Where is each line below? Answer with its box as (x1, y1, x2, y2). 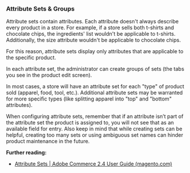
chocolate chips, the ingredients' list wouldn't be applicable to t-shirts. (6, 30, 176, 37)
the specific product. (6, 54, 57, 61)
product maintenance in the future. (6, 138, 90, 145)
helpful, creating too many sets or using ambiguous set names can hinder (6, 132, 184, 139)
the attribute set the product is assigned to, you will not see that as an (6, 119, 174, 126)
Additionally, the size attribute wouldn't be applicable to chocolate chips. (6, 37, 181, 44)
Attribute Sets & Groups (6, 5, 75, 13)
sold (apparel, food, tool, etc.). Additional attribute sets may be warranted (6, 89, 183, 96)
